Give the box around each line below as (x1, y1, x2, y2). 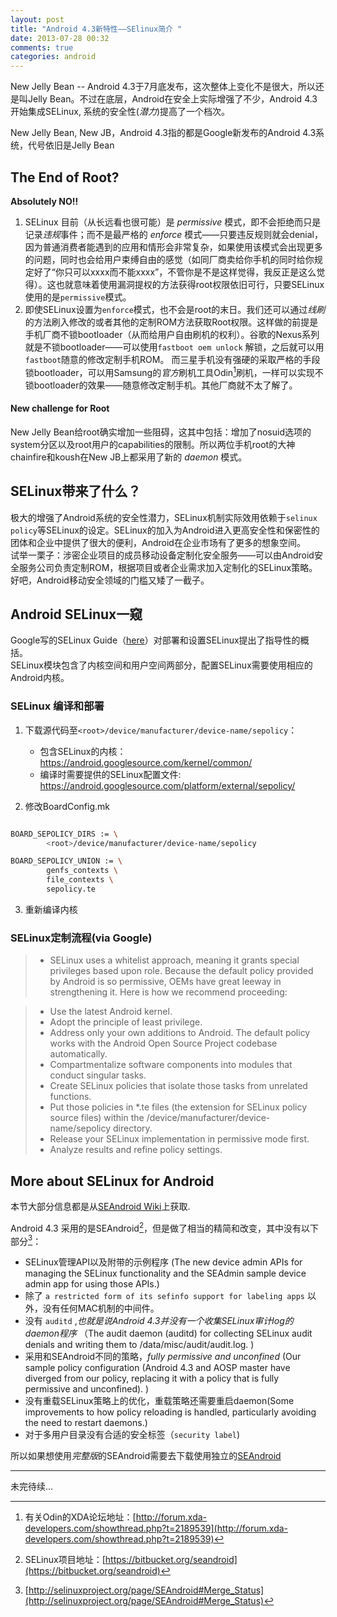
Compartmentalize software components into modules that (49, 1059, 293, 1071)
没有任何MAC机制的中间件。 (42, 1302, 160, 1315)
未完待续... (10, 1481, 54, 1493)
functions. (49, 1091, 92, 1103)
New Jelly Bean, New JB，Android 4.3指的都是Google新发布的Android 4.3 (10, 127, 317, 139)
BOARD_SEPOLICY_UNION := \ (10, 856, 123, 866)
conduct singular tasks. (49, 1069, 147, 1081)
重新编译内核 (24, 903, 78, 915)
